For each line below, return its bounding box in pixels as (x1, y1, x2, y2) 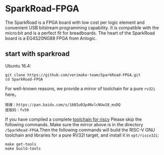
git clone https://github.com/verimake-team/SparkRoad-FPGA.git (5, 73, 141, 77)
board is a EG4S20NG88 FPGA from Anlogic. (5, 35, 97, 41)
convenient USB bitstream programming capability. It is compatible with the (5, 24, 160, 30)
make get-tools (5, 142, 37, 147)
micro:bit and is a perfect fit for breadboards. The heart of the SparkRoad (5, 30, 155, 36)
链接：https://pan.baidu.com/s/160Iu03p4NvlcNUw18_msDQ (5, 102, 121, 107)
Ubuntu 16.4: (5, 63, 31, 69)
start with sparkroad (5, 50, 70, 58)
